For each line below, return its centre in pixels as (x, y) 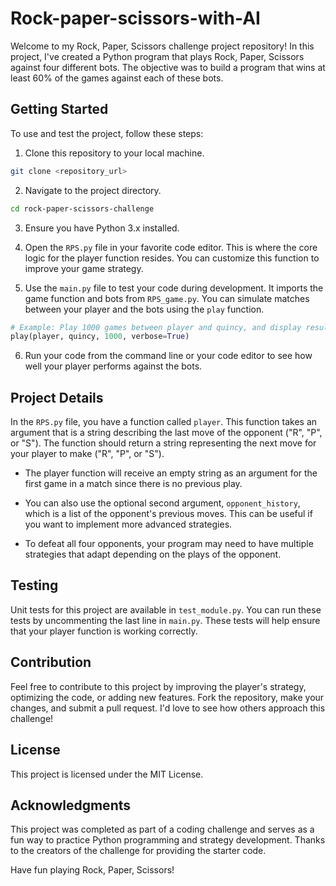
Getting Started (59, 109)
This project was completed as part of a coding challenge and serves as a (162, 829)
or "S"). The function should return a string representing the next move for (163, 443)
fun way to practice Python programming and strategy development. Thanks (168, 840)
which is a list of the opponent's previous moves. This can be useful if (168, 514)
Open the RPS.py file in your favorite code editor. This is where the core (171, 247)
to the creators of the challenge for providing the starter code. (138, 851)
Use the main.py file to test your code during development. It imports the (174, 288)
